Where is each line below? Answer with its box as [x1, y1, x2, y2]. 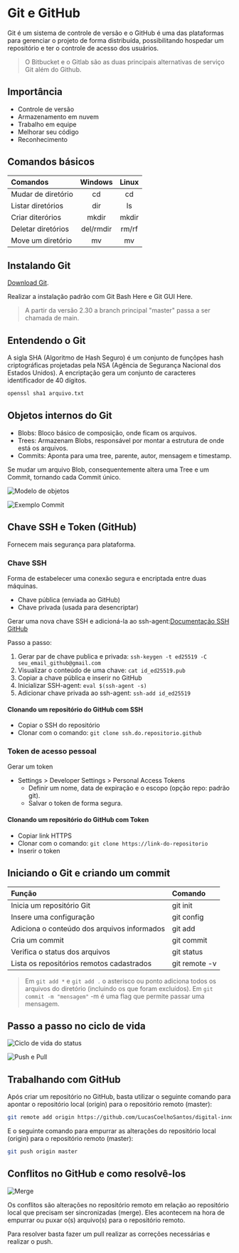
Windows [80, 177, 113, 187]
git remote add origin [7, 1114, 75, 1121]
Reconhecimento [17, 135, 68, 143]
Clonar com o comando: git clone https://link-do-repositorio [17, 838, 208, 847]
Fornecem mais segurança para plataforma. [7, 540, 136, 549]
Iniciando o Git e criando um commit [7, 867, 171, 879]
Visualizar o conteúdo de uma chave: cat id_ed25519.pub [17, 666, 186, 674]
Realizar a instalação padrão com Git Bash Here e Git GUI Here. [7, 293, 193, 301]
